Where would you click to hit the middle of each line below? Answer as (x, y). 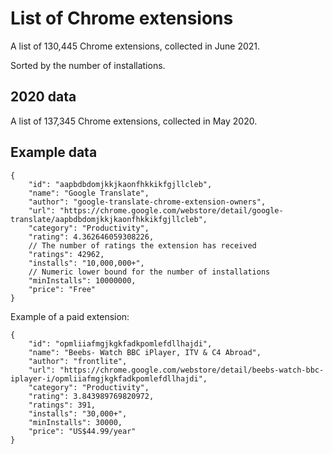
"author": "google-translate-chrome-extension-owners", (147, 202)
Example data (54, 152)
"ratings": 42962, (66, 254)
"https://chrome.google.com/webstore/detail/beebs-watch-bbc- (192, 370)
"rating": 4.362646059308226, (91, 237)
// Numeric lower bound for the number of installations (149, 272)
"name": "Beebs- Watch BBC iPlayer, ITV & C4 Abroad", (145, 352)
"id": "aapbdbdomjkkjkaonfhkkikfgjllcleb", (120, 184)
